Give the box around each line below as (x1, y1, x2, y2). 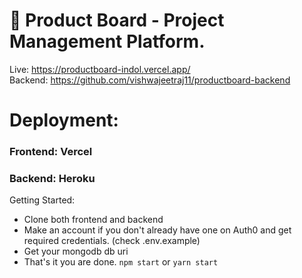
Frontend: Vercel (9, 145, 93, 159)
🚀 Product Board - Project (9, 9, 225, 32)
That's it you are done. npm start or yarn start (23, 256, 219, 268)
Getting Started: (9, 194, 76, 206)
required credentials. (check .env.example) (23, 235, 201, 247)
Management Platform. (9, 30, 206, 53)
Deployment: (9, 109, 119, 132)
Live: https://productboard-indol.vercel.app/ (9, 63, 191, 75)
